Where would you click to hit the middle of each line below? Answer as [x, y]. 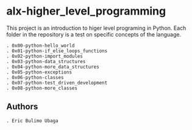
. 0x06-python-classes [35, 77]
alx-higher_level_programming [86, 11]
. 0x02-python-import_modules [45, 56]
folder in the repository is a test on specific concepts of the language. [94, 34]
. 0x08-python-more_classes [42, 88]
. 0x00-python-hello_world [41, 46]
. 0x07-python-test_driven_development [57, 83]
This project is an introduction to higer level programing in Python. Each [96, 28]
